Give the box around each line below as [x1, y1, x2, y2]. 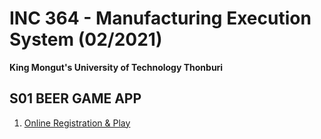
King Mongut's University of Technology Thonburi [9, 61, 224, 73]
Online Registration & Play [23, 117, 131, 129]
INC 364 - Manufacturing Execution [9, 7, 312, 30]
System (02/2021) [9, 28, 163, 51]
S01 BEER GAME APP [9, 90, 142, 107]
